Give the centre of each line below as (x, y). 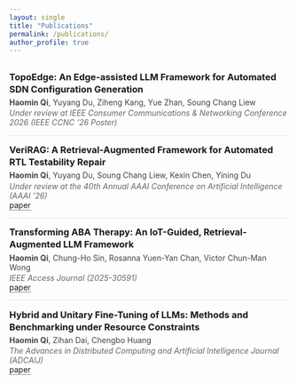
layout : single (37, 17)
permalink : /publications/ (59, 34)
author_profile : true (49, 42)
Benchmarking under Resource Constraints (105, 327)
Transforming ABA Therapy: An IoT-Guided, (106, 232)
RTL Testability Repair (58, 163)
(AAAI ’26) (28, 196)
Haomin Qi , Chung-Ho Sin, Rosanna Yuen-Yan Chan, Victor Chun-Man (138, 258)
